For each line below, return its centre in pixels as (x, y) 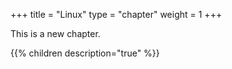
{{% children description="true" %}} (85, 53)
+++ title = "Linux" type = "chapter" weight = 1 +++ (116, 14)
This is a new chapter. (55, 33)
